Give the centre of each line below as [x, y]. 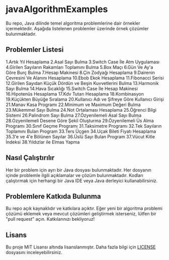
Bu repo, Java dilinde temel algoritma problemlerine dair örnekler [73, 23]
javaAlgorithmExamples [57, 9]
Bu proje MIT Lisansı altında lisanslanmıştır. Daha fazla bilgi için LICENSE [81, 247]
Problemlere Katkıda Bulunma [53, 196]
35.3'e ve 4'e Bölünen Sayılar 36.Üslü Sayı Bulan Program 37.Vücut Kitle [80, 136]
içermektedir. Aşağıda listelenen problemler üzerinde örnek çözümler [77, 28]
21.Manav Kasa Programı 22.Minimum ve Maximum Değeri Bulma [73, 105]
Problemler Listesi [35, 50]
